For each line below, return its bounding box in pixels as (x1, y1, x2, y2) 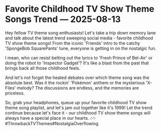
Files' (5, 85, 16, 91)
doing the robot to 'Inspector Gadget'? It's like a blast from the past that (5, 60, 149, 66)
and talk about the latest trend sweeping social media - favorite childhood (5, 35, 153, 41)
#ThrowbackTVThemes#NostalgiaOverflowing (5, 120, 99, 126)
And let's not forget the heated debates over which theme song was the (5, 75, 150, 80)
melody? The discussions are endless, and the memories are (17, 85, 139, 91)
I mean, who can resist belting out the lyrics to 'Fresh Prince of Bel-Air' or (5, 55, 153, 60)
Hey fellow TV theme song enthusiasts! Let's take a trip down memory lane (5, 30, 156, 36)
